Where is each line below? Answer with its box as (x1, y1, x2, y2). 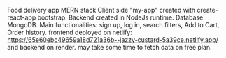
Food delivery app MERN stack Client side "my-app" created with (7, 6, 196, 14)
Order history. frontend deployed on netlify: (7, 28, 133, 36)
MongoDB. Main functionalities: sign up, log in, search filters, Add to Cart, (7, 21, 220, 29)
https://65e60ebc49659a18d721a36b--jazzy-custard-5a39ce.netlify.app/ (7, 36, 219, 44)
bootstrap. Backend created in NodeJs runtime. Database (37, 13, 204, 22)
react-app (7, 13, 36, 22)
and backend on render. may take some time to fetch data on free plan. (7, 43, 212, 51)
